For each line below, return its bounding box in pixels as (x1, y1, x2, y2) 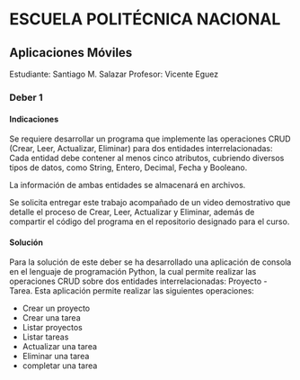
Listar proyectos (22, 322, 83, 333)
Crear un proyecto (22, 303, 91, 314)
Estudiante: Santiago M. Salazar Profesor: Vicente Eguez (9, 68, 219, 79)
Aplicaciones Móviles (9, 45, 133, 60)
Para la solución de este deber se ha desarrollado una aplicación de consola (9, 257, 292, 267)
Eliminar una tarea (22, 351, 90, 362)
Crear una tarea (22, 312, 81, 323)
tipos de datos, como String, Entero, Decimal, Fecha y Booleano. (9, 162, 248, 173)
